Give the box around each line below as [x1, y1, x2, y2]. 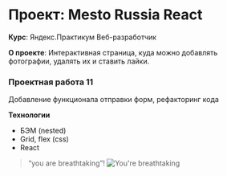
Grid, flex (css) [19, 134, 70, 144]
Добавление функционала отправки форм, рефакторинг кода [8, 95, 219, 104]
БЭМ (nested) [19, 126, 67, 136]
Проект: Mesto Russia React [8, 6, 203, 24]
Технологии [8, 110, 51, 120]
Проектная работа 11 [8, 76, 94, 88]
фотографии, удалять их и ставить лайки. [8, 56, 150, 66]
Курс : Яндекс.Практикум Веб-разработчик [8, 32, 157, 42]
